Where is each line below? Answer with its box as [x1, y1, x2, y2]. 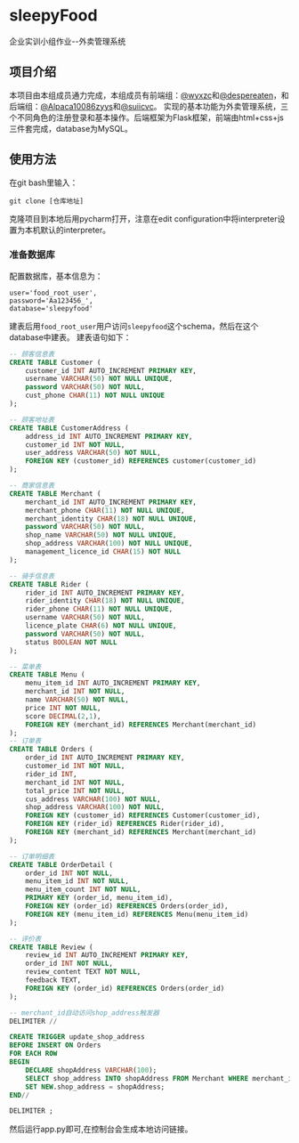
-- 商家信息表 [9, 482, 55, 490]
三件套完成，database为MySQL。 [9, 123, 133, 134]
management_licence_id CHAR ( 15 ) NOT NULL [25, 547, 181, 556]
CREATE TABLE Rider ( [9, 580, 90, 588]
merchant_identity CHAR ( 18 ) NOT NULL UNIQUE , [25, 514, 198, 523]
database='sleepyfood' [9, 304, 93, 312]
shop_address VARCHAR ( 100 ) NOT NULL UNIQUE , [25, 539, 193, 548]
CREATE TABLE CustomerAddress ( [9, 424, 129, 433]
